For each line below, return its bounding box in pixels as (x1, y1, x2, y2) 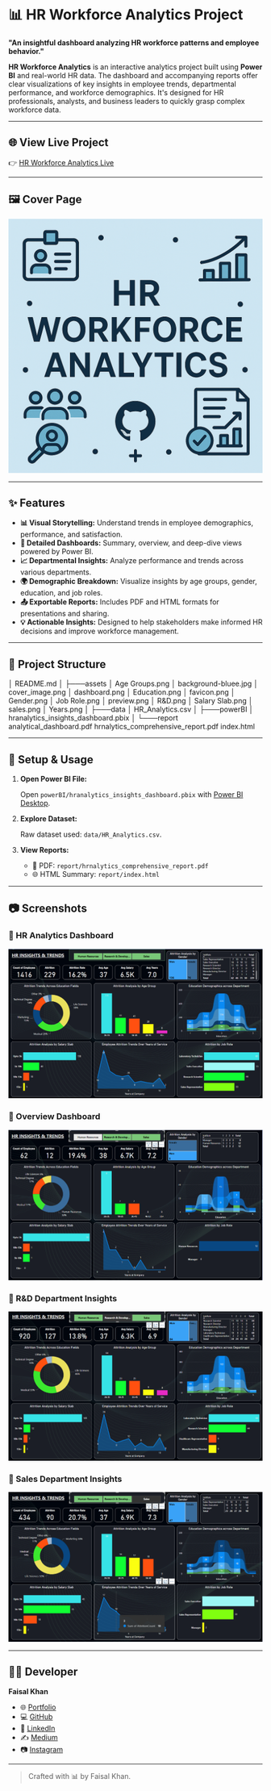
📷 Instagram (19, 1744, 63, 1754)
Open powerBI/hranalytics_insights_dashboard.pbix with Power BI (19, 790, 244, 799)
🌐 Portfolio (19, 1702, 56, 1712)
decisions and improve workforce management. (19, 626, 179, 637)
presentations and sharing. (19, 609, 110, 619)
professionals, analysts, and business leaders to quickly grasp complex (8, 96, 245, 106)
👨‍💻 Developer (8, 1665, 78, 1679)
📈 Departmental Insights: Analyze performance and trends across (19, 556, 244, 566)
